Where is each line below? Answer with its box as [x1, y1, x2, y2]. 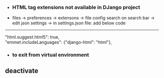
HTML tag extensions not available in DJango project [12, 4, 141, 11]
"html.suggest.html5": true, [5, 34, 60, 40]
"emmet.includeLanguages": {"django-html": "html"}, [5, 39, 112, 45]
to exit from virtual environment [12, 52, 89, 58]
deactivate [5, 66, 39, 75]
